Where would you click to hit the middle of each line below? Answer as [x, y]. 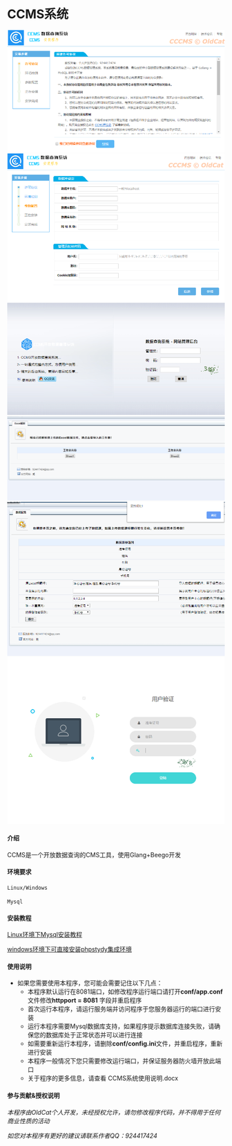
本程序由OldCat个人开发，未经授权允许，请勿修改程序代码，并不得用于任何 [114, 1112]
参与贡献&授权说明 [33, 1095]
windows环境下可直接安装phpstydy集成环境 [70, 949]
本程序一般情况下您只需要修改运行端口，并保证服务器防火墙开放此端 [124, 1061]
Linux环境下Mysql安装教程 [45, 935]
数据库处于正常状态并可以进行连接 [94, 1035]
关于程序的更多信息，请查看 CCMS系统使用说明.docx [103, 1078]
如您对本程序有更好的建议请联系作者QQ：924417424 [82, 1136]
